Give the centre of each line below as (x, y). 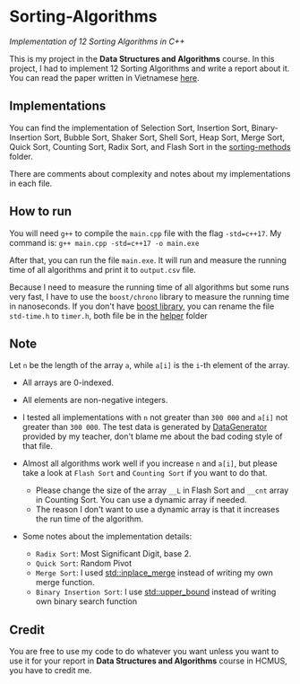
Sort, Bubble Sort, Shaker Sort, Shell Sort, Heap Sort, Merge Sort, (164, 137)
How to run (41, 211)
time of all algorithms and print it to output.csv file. (103, 269)
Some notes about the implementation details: (107, 537)
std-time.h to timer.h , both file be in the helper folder (108, 315)
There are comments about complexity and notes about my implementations (150, 173)
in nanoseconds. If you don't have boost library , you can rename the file (142, 306)
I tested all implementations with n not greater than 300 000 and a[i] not (155, 417)
